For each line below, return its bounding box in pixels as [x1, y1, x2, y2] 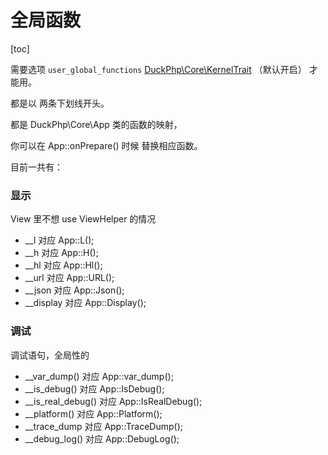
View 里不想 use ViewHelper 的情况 [10, 213, 157, 225]
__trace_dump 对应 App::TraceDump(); [24, 420, 183, 432]
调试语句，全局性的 [10, 349, 90, 361]
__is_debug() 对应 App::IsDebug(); [24, 382, 165, 395]
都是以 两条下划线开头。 [10, 97, 110, 109]
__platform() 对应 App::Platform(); [24, 407, 163, 420]
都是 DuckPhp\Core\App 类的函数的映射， [10, 118, 183, 130]
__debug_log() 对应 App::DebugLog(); [24, 432, 180, 445]
